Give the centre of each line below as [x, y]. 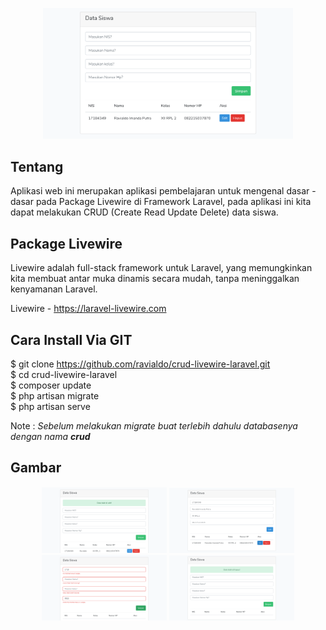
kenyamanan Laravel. [54, 289]
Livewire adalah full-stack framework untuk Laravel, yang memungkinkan [161, 268]
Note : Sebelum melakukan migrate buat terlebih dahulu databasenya [154, 426]
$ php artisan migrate [55, 396]
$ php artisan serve [50, 407]
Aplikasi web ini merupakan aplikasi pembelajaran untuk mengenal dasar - [163, 191]
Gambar [36, 468]
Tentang [37, 166]
